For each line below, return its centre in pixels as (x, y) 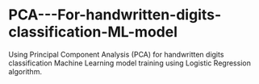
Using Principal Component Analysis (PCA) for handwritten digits (116, 54)
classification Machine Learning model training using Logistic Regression (130, 63)
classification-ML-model (93, 32)
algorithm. (25, 71)
